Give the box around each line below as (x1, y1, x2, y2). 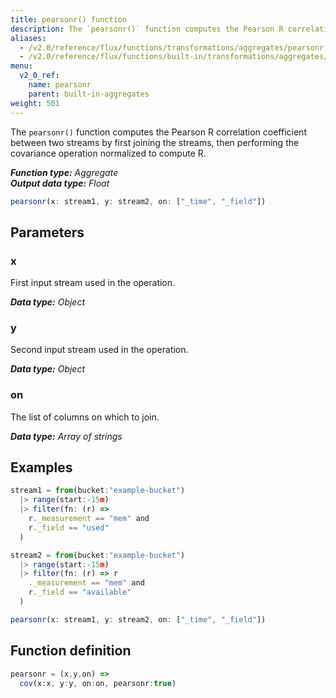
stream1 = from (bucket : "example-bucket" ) (10, 486, 186, 496)
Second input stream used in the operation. (10, 344, 189, 356)
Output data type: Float (10, 177, 110, 189)
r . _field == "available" (28, 587, 132, 598)
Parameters (10, 224, 85, 241)
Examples (10, 459, 73, 476)
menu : (10, 61, 33, 71)
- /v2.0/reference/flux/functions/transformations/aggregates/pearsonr (19, 42, 325, 53)
